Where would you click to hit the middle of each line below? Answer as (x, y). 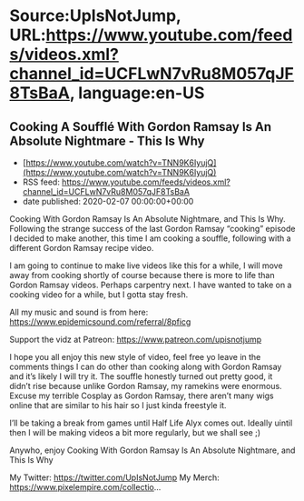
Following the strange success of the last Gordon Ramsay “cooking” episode (152, 229)
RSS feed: (41, 182)
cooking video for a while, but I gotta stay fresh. (99, 295)
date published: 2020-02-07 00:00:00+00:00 (108, 201)
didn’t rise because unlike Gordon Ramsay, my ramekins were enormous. (146, 386)
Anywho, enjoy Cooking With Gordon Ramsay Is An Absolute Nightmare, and (152, 450)
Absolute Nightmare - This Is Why (107, 140)
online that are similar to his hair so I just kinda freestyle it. (118, 405)
